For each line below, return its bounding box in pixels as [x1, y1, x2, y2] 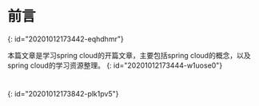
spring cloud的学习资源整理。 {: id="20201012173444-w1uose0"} [7, 61, 223, 70]
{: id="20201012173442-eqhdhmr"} [7, 33, 125, 44]
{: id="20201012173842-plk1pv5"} [7, 89, 119, 99]
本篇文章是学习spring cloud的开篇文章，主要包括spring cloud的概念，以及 [7, 50, 251, 60]
